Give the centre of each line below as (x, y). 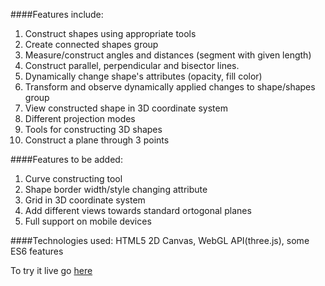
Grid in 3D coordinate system (85, 200)
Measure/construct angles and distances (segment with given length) (168, 55)
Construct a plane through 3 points (97, 140)
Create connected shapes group (91, 44)
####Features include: (57, 14)
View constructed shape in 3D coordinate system (126, 108)
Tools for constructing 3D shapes (93, 129)
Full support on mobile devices (88, 221)
